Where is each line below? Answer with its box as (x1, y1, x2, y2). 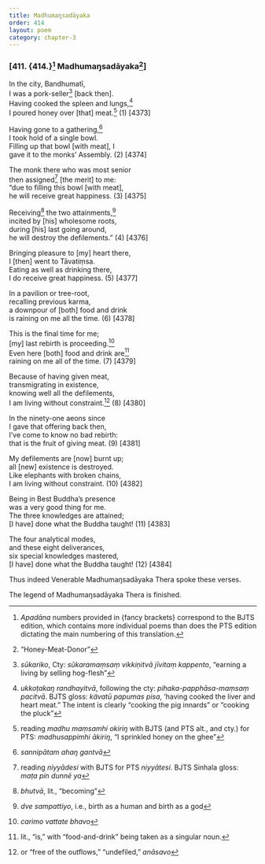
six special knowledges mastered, (9, 551, 119, 560)
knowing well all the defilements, (9, 389, 115, 398)
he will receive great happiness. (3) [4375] (9, 191, 147, 201)
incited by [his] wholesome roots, (9, 216, 117, 225)
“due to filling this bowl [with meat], (9, 183, 124, 193)
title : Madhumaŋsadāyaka (9, 11, 90, 20)
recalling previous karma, (9, 297, 91, 306)
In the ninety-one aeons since (9, 413, 105, 423)
